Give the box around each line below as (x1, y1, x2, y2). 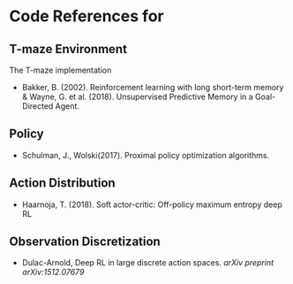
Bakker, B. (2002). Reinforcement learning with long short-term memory (21, 82, 284, 92)
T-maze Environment (9, 42, 128, 57)
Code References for (9, 6, 165, 27)
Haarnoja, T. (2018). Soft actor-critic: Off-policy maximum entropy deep (21, 199, 282, 210)
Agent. (55, 101, 79, 111)
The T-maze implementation (9, 65, 112, 75)
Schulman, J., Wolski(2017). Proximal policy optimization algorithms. (21, 150, 270, 160)
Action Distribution (9, 175, 116, 191)
